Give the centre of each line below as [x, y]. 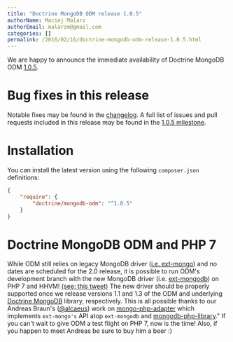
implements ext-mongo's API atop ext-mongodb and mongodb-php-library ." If [116, 316]
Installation [41, 151]
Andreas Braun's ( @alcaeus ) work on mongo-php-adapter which [101, 308]
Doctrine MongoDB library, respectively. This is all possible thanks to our [112, 301]
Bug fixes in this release [78, 96]
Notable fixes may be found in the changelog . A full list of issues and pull [112, 115]
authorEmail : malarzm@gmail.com [54, 27]
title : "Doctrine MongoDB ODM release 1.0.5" [75, 14]
